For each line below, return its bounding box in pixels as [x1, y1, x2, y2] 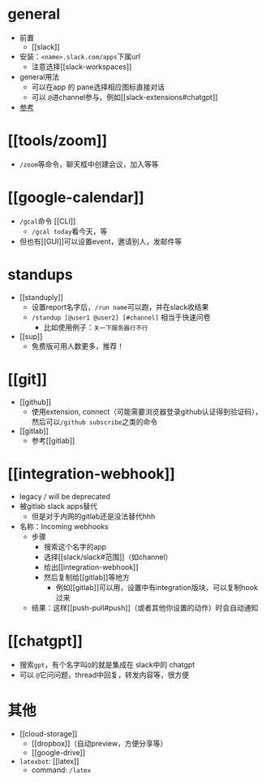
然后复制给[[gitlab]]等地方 [43, 572, 131, 582]
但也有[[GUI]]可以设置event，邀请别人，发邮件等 [19, 237, 182, 246]
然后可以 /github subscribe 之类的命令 [31, 416, 158, 427]
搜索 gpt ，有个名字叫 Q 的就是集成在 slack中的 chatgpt [19, 659, 195, 669]
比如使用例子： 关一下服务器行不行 [43, 322, 148, 332]
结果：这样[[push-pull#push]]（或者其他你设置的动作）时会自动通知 [31, 602, 259, 612]
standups [7, 266, 74, 284]
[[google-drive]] [31, 747, 86, 757]
